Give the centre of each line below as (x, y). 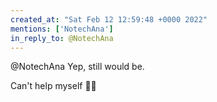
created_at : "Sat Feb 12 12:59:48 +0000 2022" (109, 19)
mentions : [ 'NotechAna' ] (62, 29)
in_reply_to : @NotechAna (62, 38)
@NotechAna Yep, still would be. (77, 67)
